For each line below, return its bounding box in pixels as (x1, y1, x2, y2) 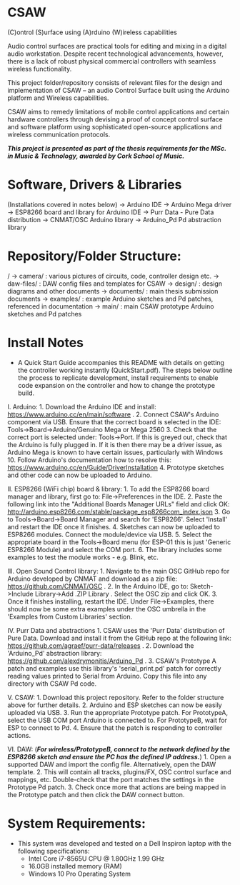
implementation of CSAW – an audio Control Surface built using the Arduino (7, 86, 230, 94)
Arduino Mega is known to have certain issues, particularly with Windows (7, 448, 224, 456)
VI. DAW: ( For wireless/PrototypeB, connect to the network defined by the (7, 744, 231, 754)
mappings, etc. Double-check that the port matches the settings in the (7, 775, 214, 784)
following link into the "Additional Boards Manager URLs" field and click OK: (7, 499, 230, 508)
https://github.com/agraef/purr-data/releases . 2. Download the (7, 641, 194, 650)
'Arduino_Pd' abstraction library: (7, 649, 102, 657)
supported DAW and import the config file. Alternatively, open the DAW (7, 760, 216, 769)
